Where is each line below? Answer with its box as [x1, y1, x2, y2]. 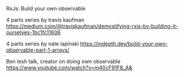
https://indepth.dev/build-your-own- [80, 41, 168, 47]
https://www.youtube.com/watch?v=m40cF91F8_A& [6, 64, 133, 71]
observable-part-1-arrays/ [6, 46, 69, 53]
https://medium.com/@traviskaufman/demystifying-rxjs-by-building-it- [6, 23, 178, 29]
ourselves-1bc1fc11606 [6, 29, 61, 36]
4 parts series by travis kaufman [6, 16, 85, 23]
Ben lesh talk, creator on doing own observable [6, 58, 121, 65]
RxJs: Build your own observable [6, 5, 86, 12]
